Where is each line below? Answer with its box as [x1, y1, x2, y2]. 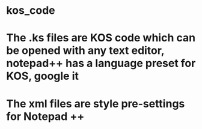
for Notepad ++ [6, 109, 85, 123]
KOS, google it [6, 70, 79, 83]
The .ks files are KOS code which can [6, 31, 196, 45]
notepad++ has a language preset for [6, 56, 196, 70]
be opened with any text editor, [6, 44, 165, 58]
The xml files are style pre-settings [6, 97, 185, 110]
